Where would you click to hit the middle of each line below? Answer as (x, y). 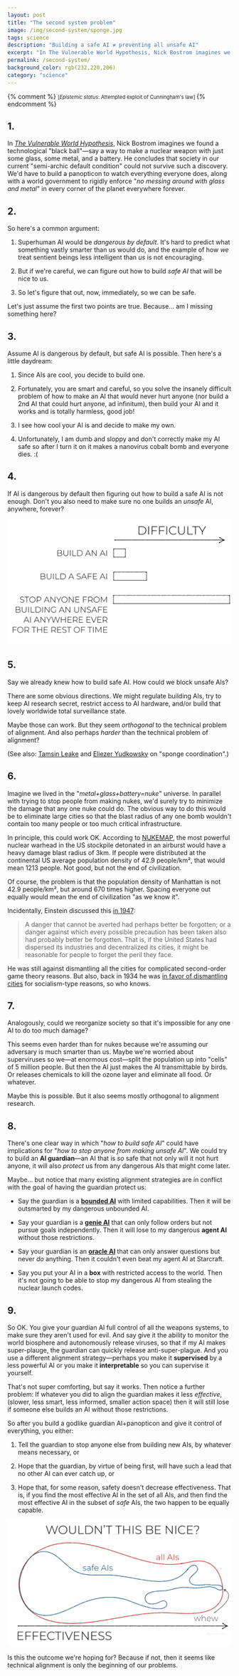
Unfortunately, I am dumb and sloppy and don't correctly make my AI (119, 439)
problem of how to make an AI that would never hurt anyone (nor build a (123, 396)
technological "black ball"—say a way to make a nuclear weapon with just (116, 151)
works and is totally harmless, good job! (76, 412)
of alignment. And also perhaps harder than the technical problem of (108, 732)
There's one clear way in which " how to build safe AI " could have (103, 1143)
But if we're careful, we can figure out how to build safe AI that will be (120, 271)
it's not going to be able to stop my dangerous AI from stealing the (115, 1281)
